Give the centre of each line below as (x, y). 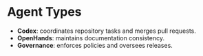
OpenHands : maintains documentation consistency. (91, 38)
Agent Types (44, 12)
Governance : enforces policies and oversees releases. (95, 45)
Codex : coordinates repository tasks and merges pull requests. (106, 31)
